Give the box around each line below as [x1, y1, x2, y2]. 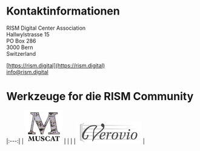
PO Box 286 [6, 37, 36, 44]
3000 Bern [6, 44, 33, 51]
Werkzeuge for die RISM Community [6, 90, 194, 104]
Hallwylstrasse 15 [6, 30, 50, 38]
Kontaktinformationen [6, 4, 120, 18]
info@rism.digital [6, 68, 48, 75]
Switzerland [6, 50, 36, 57]
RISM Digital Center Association [6, 24, 86, 32]
